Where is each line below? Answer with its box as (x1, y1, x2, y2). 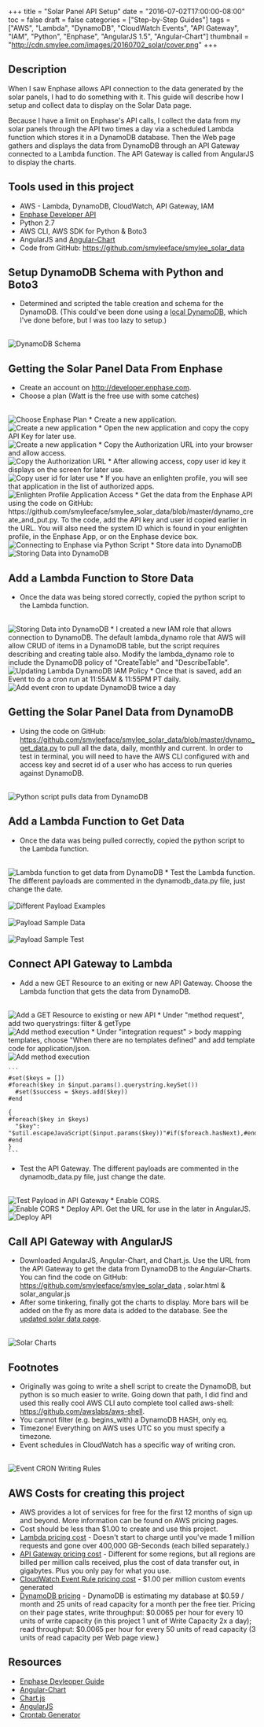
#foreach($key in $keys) (8, 1115, 90, 1124)
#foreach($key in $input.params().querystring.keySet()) (8, 1081, 199, 1089)
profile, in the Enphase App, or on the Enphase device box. (8, 532, 199, 541)
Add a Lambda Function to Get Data (8, 814, 185, 828)
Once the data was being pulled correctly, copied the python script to (19, 836, 245, 845)
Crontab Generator (19, 1710, 81, 1719)
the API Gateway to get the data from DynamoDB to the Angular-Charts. (19, 1264, 252, 1274)
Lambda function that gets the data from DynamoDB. (19, 987, 191, 996)
